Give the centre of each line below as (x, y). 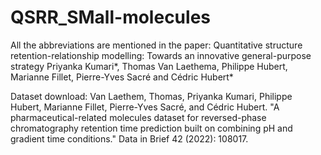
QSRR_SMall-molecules (110, 17)
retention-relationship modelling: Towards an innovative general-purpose (161, 55)
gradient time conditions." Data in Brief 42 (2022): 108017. (129, 138)
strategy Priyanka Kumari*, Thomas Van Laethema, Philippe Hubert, (149, 66)
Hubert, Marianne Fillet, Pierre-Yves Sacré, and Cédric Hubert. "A (145, 107)
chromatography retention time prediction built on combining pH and (151, 128)
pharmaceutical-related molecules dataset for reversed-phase (138, 117)
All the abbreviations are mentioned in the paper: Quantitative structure (156, 45)
